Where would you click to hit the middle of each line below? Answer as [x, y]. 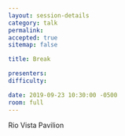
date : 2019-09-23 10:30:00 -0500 [63, 95]
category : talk [33, 23]
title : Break [29, 59]
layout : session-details [49, 15]
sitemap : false [33, 45]
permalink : [26, 30]
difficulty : [28, 81]
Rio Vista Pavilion [36, 125]
